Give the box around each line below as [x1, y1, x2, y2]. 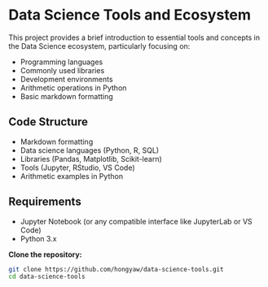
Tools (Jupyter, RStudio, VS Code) [20, 163, 136, 172]
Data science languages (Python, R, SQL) [20, 145, 160, 155]
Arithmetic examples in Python [20, 171, 124, 180]
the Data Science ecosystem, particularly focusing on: [8, 41, 191, 50]
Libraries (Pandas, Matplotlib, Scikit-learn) [20, 154, 163, 163]
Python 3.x [20, 233, 57, 243]
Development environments [20, 74, 113, 84]
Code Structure [8, 115, 88, 129]
